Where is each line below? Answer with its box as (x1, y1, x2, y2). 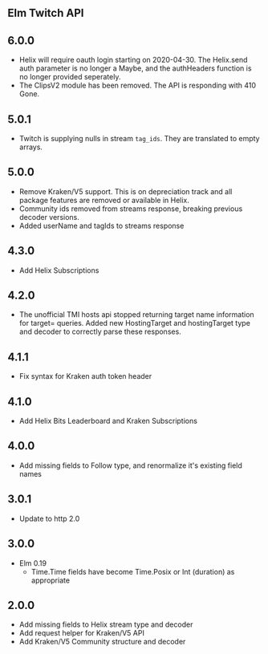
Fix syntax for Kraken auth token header (18, 372, 152, 381)
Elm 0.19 (18, 558, 47, 568)
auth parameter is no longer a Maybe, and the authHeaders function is (18, 63, 252, 73)
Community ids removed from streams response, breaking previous (18, 204, 243, 213)
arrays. (18, 142, 43, 152)
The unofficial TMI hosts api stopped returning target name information (18, 310, 254, 319)
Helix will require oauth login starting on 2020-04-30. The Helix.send (18, 55, 248, 65)
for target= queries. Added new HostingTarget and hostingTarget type (18, 319, 250, 328)
